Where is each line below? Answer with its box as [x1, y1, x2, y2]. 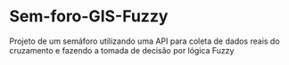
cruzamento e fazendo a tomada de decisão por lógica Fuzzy [9, 45, 235, 55]
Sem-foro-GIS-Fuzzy [9, 6, 169, 27]
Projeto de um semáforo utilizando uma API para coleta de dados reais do [9, 36, 280, 46]
